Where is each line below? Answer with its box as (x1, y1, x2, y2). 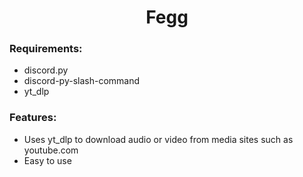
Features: (9, 111, 57, 125)
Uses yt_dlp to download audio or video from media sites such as (23, 133, 294, 145)
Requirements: (9, 42, 83, 56)
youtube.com (23, 144, 79, 156)
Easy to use (23, 154, 72, 166)
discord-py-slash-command (23, 75, 141, 87)
